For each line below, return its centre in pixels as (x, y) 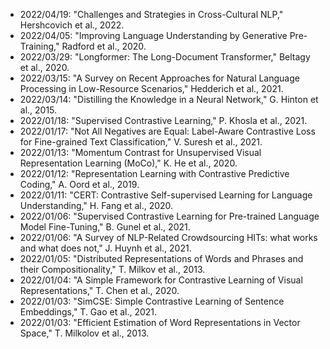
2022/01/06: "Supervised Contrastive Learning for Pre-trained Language (169, 216)
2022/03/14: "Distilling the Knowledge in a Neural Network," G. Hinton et (169, 99)
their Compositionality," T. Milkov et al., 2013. (112, 269)
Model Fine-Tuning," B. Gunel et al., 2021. (105, 227)
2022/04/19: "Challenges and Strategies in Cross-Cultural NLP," (151, 14)
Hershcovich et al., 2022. (72, 25)
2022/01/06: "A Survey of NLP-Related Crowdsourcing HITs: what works (168, 237)
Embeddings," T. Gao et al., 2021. (88, 312)
